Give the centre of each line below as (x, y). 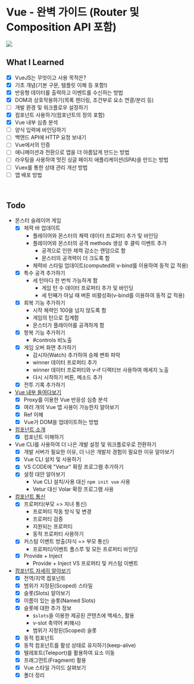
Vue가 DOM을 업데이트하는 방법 (61, 422)
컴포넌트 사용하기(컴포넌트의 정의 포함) (60, 115)
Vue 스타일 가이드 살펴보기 (55, 668)
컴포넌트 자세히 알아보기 (43, 571)
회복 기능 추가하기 (44, 302)
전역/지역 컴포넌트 (45, 578)
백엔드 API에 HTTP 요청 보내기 (51, 137)
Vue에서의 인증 (32, 145)
